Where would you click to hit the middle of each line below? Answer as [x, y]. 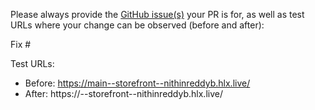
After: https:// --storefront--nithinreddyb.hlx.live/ [123, 93]
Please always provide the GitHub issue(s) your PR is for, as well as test [157, 14]
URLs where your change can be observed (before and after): [137, 25]
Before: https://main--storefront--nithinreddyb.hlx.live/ [137, 83]
